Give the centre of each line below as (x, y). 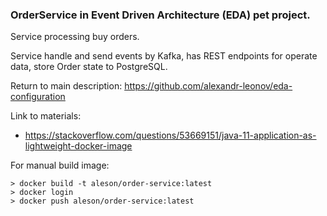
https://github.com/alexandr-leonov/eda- (208, 86)
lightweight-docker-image (78, 146)
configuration (38, 97)
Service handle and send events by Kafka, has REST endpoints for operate (164, 56)
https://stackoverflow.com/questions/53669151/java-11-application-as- (170, 135)
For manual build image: (60, 165)
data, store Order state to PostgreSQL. (89, 67)
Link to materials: (46, 116)
